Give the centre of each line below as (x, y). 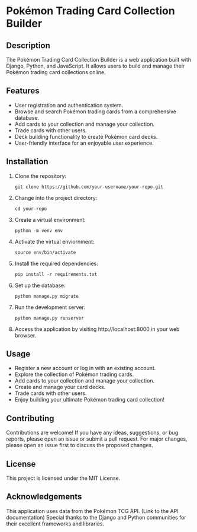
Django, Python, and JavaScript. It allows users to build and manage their (96, 66)
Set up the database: (40, 285)
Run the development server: (50, 307)
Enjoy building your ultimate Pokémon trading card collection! (89, 400)
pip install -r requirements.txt (56, 274)
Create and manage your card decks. (60, 387)
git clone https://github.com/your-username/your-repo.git (89, 187)
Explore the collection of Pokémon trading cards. (74, 374)
